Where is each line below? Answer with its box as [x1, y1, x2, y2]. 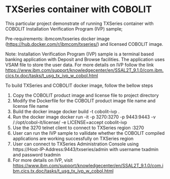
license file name [12, 103, 49, 109]
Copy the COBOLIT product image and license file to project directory [12, 92, 159, 98]
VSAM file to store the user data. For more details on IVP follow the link [5, 62, 154, 68]
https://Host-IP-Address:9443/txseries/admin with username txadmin [12, 146, 159, 152]
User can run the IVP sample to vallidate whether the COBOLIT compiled [12, 130, 165, 136]
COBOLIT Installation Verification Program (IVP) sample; [5, 25, 123, 32]
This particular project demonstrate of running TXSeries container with [5, 20, 154, 26]
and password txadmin [12, 152, 61, 158]
